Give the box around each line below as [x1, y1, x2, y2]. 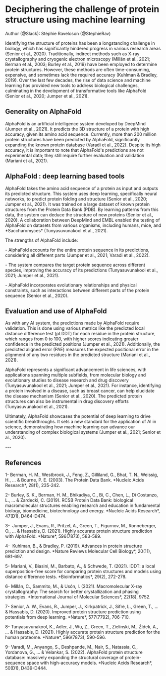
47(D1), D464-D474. [5, 513, 47, 519]
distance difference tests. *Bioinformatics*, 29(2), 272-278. [5, 574, 127, 580]
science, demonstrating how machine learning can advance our [5, 424, 135, 430]
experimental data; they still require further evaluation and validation [5, 152, 145, 158]
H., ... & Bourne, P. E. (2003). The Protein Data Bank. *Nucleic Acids [5, 477, 145, 483]
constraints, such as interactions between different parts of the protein [5, 287, 150, 293]
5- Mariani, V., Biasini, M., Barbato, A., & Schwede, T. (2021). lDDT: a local [5, 563, 156, 569]
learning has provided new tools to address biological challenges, [5, 82, 139, 88]
